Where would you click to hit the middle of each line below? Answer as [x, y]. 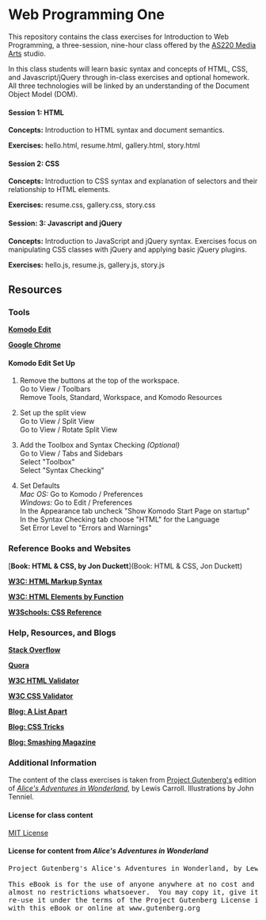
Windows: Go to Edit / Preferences [76, 502]
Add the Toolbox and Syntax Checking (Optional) [100, 445]
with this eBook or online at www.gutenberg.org [104, 908]
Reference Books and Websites [70, 549]
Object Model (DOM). [43, 94]
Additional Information [53, 762]
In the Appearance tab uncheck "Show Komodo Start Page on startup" [135, 511]
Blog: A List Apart [38, 711]
